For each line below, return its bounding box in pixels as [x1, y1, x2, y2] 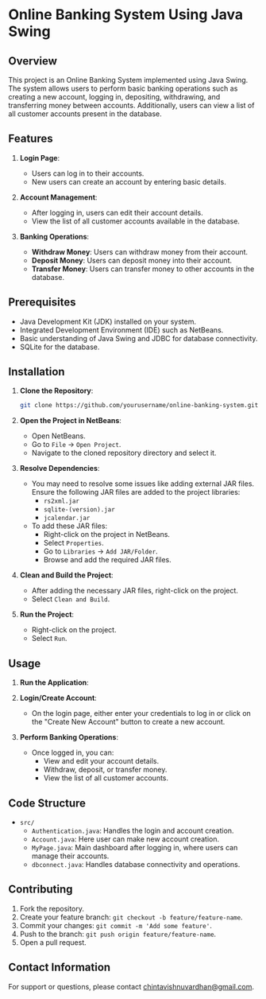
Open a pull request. [19, 937, 87, 947]
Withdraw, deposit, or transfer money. [43, 765, 168, 775]
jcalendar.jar [43, 515, 91, 523]
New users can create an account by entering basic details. [31, 177, 226, 186]
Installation [8, 365, 65, 379]
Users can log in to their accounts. [31, 169, 145, 178]
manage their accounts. [31, 851, 110, 861]
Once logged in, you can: [31, 748, 114, 757]
